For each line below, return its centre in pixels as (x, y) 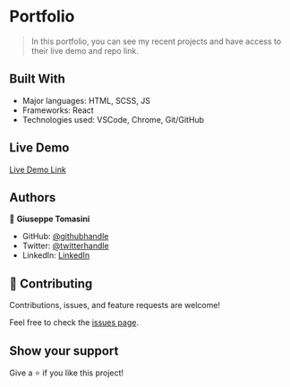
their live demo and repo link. (85, 50)
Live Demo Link (38, 169)
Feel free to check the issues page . (74, 322)
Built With (37, 79)
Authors (33, 198)
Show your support (64, 351)
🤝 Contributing (51, 284)
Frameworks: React (58, 110)
